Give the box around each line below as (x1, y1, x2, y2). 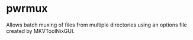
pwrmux (6, 2, 48, 15)
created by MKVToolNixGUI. (6, 27, 75, 34)
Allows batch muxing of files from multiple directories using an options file (6, 21, 188, 28)
